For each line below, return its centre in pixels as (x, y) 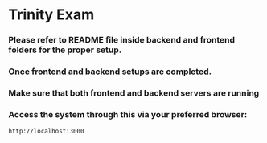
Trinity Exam (51, 15)
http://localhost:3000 (46, 131)
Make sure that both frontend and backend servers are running (134, 92)
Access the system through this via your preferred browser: (128, 114)
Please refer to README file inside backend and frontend (122, 40)
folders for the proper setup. (65, 50)
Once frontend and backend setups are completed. (110, 71)
